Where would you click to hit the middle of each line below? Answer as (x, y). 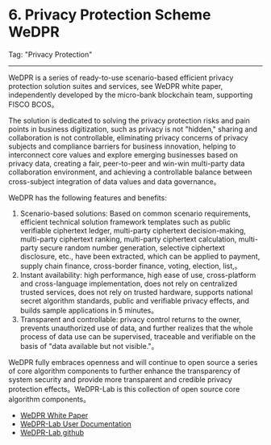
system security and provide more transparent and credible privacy (120, 379)
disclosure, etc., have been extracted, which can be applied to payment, (140, 256)
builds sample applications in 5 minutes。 (89, 310)
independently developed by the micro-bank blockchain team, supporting (131, 94)
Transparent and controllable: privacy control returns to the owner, (131, 319)
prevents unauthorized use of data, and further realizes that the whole (136, 328)
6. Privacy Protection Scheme (110, 15)
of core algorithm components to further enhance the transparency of (124, 371)
